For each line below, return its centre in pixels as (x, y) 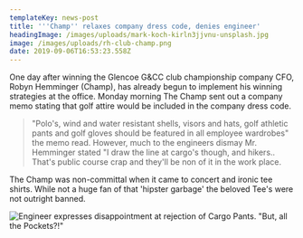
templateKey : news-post (54, 18)
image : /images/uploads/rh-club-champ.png (90, 43)
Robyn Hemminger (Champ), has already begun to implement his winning (146, 87)
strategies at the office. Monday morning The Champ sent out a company (146, 97)
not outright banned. (47, 199)
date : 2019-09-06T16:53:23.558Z (70, 52)
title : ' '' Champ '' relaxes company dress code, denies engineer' (135, 26)
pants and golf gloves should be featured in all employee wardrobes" (160, 133)
